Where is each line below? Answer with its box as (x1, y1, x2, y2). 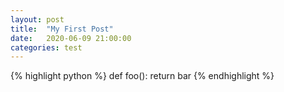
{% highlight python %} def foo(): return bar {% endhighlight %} (10, 70, 275, 82)
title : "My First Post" (10, 24, 114, 34)
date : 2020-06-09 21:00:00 (10, 33, 132, 43)
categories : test (10, 42, 83, 53)
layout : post (10, 14, 65, 25)
